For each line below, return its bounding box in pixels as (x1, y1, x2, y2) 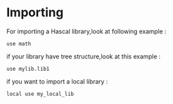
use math (6, 40, 31, 47)
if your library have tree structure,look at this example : (6, 52, 161, 60)
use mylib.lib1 (6, 65, 50, 72)
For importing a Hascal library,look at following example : (6, 27, 167, 35)
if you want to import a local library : (6, 77, 108, 86)
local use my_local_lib (6, 90, 75, 97)
